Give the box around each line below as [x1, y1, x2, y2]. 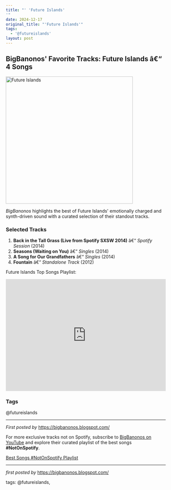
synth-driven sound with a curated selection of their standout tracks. [6, 213, 150, 219]
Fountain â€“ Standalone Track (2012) [13, 259, 94, 265]
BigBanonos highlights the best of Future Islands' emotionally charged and [6, 208, 162, 214]
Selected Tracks [6, 226, 47, 233]
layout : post [6, 36, 33, 41]
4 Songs [6, 63, 32, 71]
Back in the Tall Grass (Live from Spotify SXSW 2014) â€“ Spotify [13, 237, 153, 243]
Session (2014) [13, 243, 45, 249]
